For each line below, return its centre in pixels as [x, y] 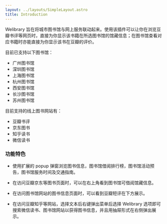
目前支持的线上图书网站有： [34, 111]
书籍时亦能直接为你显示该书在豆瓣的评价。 [53, 42]
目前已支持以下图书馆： [29, 52]
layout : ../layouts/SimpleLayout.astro [46, 10]
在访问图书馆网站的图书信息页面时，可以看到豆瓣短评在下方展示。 [80, 193]
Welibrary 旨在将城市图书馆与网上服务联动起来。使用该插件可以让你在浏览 [81, 29]
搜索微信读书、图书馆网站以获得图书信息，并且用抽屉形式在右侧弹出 [82, 210]
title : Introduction [27, 14]
